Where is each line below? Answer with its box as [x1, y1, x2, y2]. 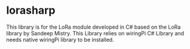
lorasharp [6, 4, 56, 17]
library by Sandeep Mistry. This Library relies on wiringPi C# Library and [6, 29, 185, 36]
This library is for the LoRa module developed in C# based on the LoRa [6, 23, 181, 30]
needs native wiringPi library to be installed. [6, 36, 114, 43]
